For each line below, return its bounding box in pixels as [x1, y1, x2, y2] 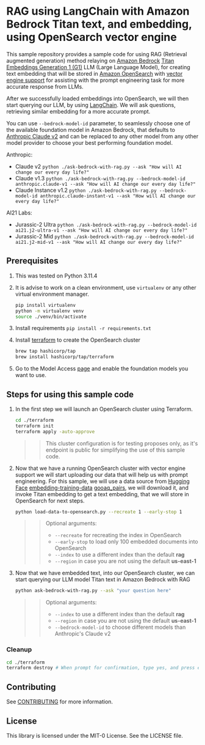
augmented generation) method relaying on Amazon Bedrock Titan [6, 57, 174, 64]
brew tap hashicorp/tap [15, 348, 76, 354]
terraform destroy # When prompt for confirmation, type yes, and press [6, 665, 195, 671]
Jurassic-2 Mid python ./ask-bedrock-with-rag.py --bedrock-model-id [15, 232, 194, 240]
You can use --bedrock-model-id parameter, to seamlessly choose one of [6, 119, 190, 127]
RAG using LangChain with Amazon [6, 4, 190, 18]
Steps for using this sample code [6, 389, 134, 400]
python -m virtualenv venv [15, 307, 84, 314]
